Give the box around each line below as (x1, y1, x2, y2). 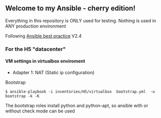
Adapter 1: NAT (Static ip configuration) (12, 69, 95, 75)
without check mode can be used (5, 108, 75, 114)
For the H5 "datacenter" (5, 45, 66, 52)
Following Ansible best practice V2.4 (5, 33, 82, 39)
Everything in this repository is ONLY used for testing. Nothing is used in (5, 17, 156, 23)
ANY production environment (5, 23, 66, 29)
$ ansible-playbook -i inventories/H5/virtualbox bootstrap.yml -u (5, 89, 155, 94)
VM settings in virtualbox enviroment (5, 58, 85, 64)
